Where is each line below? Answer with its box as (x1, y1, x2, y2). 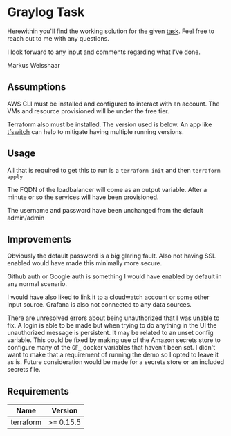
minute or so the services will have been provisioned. (7, 193, 159, 201)
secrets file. (7, 366, 41, 374)
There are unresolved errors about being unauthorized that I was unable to (7, 314, 220, 322)
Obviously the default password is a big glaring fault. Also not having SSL (7, 252, 216, 260)
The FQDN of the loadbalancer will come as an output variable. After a (7, 185, 207, 193)
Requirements (7, 385, 69, 397)
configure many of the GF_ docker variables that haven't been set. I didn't (7, 343, 216, 352)
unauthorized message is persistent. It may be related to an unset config (7, 329, 214, 337)
